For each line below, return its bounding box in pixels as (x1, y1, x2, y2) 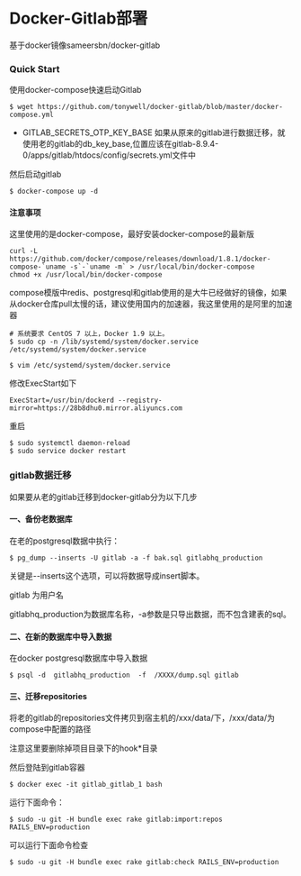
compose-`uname (9, 262, 66, 271)
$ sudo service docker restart (9, 447, 127, 456)
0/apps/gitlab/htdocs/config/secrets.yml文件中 (22, 150, 196, 160)
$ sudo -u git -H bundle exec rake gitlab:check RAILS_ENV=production (9, 858, 279, 867)
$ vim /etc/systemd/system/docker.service (9, 361, 171, 370)
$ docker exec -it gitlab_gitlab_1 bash (9, 780, 164, 789)
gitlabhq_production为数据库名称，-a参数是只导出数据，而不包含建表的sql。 (9, 608, 292, 619)
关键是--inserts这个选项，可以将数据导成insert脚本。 (9, 570, 205, 581)
